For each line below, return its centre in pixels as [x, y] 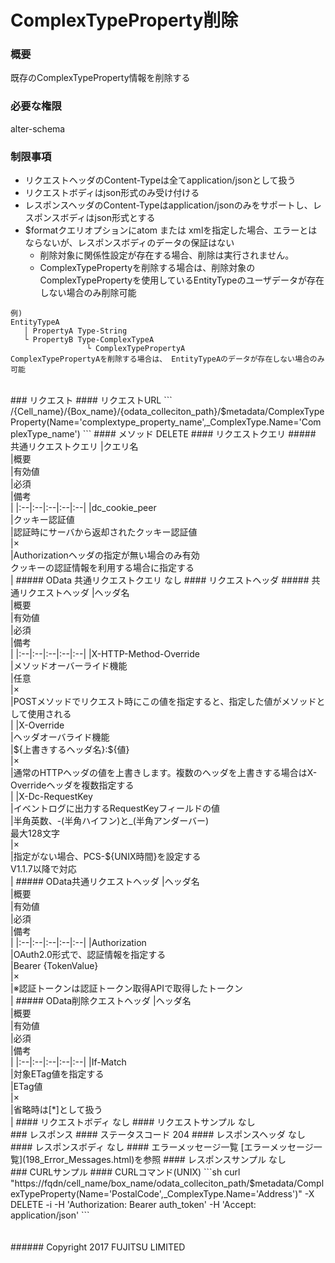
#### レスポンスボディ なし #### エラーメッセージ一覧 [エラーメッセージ [162, 1147]
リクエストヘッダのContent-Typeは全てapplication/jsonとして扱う [160, 180]
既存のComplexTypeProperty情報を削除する [100, 78]
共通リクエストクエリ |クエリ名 [74, 447]
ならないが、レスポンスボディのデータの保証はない [129, 243]
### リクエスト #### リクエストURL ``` [91, 400]
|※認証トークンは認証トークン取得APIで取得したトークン [126, 988]
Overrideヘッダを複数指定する [72, 785]
